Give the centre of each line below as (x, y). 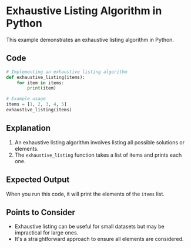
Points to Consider (41, 212)
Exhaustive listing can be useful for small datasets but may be (89, 226)
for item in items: (41, 83)
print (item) (42, 88)
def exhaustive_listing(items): (46, 77)
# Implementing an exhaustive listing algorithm (67, 72)
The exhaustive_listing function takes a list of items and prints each (98, 155)
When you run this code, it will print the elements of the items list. (85, 194)
